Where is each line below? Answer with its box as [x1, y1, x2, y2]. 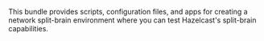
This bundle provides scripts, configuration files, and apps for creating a [8, 7, 248, 16]
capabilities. [8, 24, 48, 33]
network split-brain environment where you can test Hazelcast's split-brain [8, 15, 257, 25]
